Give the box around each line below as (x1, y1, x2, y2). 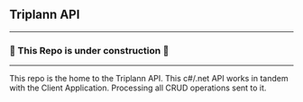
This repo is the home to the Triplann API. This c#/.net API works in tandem (9, 73, 289, 84)
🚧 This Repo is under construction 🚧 (9, 44, 170, 56)
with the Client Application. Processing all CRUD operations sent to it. (9, 82, 267, 93)
